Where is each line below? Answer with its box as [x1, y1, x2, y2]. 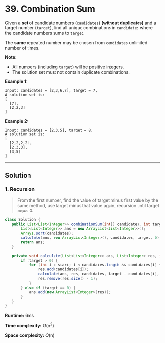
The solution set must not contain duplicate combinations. [12, 69, 130, 75]
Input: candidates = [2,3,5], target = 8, [5, 128, 93, 132]
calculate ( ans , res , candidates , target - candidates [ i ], [38, 271, 160, 277]
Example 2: [5, 118, 28, 124]
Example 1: [5, 79, 28, 84]
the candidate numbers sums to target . [5, 30, 85, 36]
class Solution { [5, 217, 41, 222]
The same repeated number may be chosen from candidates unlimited [5, 39, 148, 45]
